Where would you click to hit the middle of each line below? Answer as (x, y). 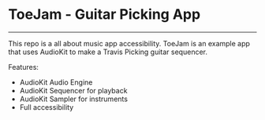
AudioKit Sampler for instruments (74, 99)
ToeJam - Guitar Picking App (105, 15)
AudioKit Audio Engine (56, 82)
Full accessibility (47, 107)
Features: (24, 67)
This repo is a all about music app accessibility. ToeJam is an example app (129, 43)
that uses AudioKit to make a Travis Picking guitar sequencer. (108, 52)
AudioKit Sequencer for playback (73, 90)
